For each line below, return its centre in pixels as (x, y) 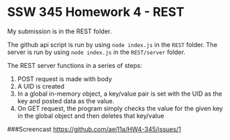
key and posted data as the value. (66, 100)
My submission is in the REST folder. (60, 31)
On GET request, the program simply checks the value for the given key (120, 108)
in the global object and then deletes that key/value (91, 116)
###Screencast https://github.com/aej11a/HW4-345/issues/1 (94, 129)
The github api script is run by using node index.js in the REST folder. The (112, 44)
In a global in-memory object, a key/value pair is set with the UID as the (120, 94)
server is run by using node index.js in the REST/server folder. (97, 52)
